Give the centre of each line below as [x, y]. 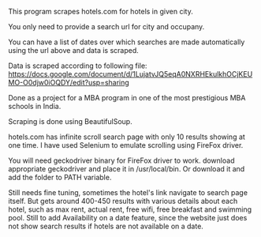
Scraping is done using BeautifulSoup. [70, 121]
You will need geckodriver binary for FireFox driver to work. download [121, 160]
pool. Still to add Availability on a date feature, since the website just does [128, 218]
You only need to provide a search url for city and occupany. [106, 26]
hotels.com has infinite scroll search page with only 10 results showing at [127, 137]
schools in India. [35, 106]
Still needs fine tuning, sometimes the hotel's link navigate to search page [128, 192]
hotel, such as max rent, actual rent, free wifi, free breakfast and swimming [130, 209]
